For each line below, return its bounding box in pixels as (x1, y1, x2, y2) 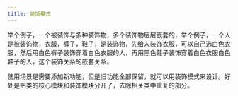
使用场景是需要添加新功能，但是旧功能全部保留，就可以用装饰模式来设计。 (7, 72, 225, 80)
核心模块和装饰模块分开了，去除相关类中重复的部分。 (38, 80, 193, 89)
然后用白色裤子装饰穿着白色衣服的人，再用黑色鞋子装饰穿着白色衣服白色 (19, 48, 231, 56)
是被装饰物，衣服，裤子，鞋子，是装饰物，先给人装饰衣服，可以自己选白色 (7, 40, 225, 48)
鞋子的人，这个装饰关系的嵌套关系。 (7, 57, 113, 66)
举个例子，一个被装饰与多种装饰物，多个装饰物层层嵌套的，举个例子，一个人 (7, 30, 231, 39)
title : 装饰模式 (7, 10, 51, 18)
